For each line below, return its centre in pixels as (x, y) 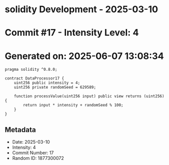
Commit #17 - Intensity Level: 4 (72, 33)
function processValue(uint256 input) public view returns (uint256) (89, 96)
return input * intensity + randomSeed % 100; (73, 105)
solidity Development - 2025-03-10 (81, 9)
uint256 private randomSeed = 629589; (55, 88)
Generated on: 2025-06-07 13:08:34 (84, 56)
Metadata (20, 130)
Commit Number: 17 (33, 153)
